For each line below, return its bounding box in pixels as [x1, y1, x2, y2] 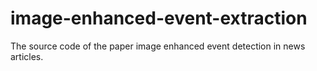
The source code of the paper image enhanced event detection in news [10, 40, 306, 52]
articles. [10, 50, 44, 62]
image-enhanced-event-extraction [10, 7, 308, 30]
